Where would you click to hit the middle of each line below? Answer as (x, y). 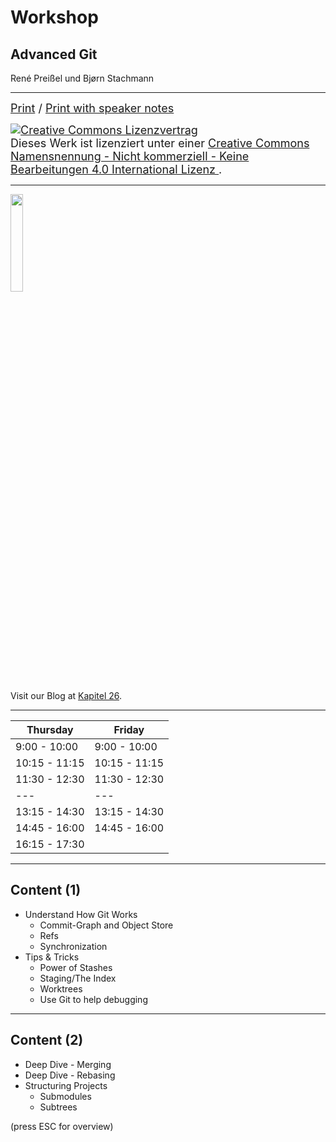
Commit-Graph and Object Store (106, 925)
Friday (129, 729)
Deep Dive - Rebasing (70, 1075)
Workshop (54, 17)
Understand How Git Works (81, 914)
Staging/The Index (78, 978)
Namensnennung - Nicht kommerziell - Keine (130, 156)
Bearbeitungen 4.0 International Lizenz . (116, 169)
